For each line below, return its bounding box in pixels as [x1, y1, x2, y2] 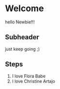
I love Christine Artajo [12, 78, 56, 84]
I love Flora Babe [12, 73, 46, 79]
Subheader [5, 33, 40, 41]
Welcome [5, 3, 44, 14]
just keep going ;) [5, 46, 40, 52]
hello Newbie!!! [5, 19, 35, 25]
